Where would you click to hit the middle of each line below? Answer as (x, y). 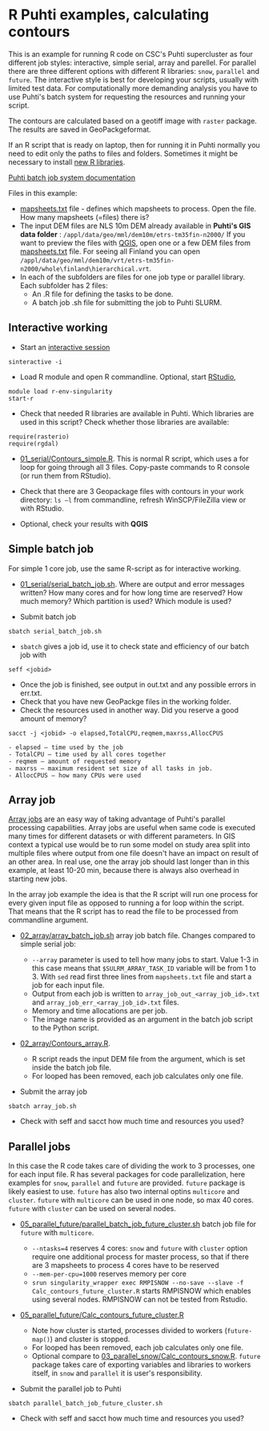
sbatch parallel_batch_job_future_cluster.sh (85, 1404)
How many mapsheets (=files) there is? (84, 217)
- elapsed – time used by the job (66, 747)
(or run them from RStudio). (65, 475)
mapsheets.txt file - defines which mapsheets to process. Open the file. (138, 208)
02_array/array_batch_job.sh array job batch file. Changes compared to (138, 936)
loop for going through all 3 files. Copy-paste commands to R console (134, 467)
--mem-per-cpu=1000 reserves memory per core (109, 1274)
